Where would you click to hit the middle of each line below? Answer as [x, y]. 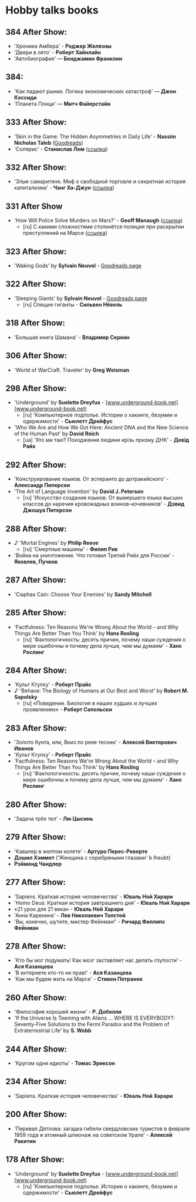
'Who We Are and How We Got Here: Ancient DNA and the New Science [101, 428]
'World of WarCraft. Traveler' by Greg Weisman [72, 370]
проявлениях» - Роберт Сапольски [67, 710]
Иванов [24, 748]
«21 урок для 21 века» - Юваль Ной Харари [69, 909]
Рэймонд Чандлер [38, 864]
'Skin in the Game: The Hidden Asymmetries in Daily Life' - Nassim [95, 136]
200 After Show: [36, 1115]
